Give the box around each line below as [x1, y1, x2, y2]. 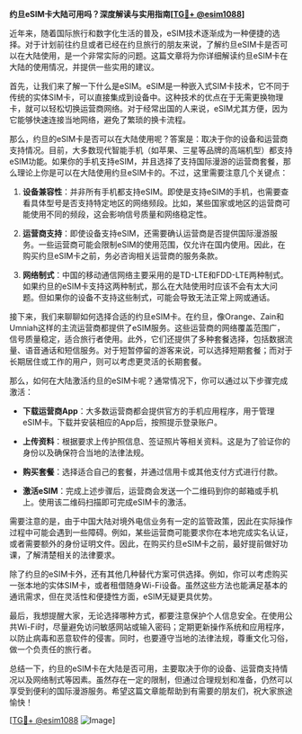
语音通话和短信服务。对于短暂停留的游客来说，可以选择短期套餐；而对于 [24, 345, 293, 355]
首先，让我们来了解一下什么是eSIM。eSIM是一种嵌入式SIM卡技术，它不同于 [9, 81, 290, 91]
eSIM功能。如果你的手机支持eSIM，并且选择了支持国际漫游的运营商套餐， [9, 157, 284, 166]
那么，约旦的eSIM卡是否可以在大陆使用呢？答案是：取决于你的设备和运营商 [9, 134, 289, 144]
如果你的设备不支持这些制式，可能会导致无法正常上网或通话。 [46, 292, 275, 302]
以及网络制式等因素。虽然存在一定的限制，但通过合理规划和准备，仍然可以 [16, 675, 293, 685]
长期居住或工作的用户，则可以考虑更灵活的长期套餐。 [9, 356, 207, 367]
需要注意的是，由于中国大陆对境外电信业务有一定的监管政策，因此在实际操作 [9, 516, 293, 526]
